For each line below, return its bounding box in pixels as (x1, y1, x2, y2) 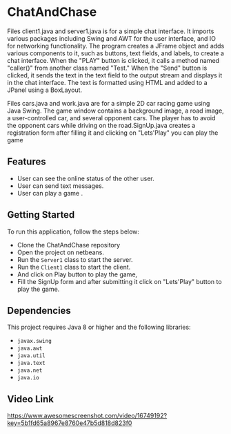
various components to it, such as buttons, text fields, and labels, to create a (7, 49, 224, 57)
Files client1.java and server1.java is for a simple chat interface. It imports (7, 27, 214, 35)
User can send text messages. (17, 181, 104, 190)
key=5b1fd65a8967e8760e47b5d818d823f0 (7, 419, 132, 427)
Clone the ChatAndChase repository (17, 240, 121, 249)
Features (7, 156, 46, 168)
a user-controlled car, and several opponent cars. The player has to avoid (7, 113, 216, 122)
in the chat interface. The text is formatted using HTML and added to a (7, 78, 208, 86)
